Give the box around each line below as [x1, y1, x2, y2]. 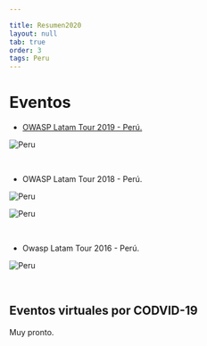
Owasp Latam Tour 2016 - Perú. [21, 243, 140, 254]
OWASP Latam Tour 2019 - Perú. [21, 122, 143, 133]
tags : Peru [9, 54, 50, 63]
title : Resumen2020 [9, 21, 82, 29]
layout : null [9, 29, 58, 38]
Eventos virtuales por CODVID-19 [9, 303, 198, 318]
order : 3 [9, 45, 42, 54]
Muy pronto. [9, 326, 54, 337]
